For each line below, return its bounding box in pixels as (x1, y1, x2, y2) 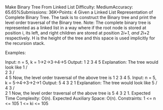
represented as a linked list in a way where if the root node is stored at (5, 25, 146, 31)
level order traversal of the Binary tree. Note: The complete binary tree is (5, 19, 151, 25)
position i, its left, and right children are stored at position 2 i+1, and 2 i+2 (5, 30, 150, 36)
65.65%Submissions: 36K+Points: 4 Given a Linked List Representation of (5, 9, 153, 15)
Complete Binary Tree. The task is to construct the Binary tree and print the (5, 15, 156, 20)
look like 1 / (5, 64, 28, 70)
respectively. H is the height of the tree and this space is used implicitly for (5, 35, 155, 41)
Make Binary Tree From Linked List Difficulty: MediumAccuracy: (5, 4, 133, 10)
